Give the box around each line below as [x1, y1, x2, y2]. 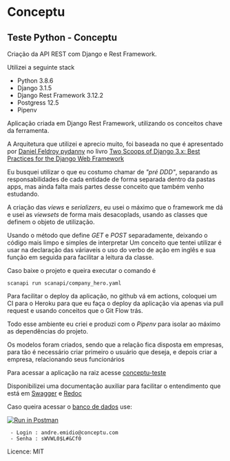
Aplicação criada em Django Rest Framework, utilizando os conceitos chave [7, 119, 222, 127]
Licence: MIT [7, 447, 45, 455]
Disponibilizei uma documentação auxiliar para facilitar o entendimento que [7, 382, 221, 390]
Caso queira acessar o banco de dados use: [7, 402, 132, 411]
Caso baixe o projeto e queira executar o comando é [7, 267, 156, 274]
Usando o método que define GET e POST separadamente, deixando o [7, 232, 208, 239]
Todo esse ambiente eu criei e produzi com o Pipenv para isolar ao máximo [7, 320, 221, 328]
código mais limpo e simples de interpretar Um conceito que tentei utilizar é [7, 238, 222, 247]
